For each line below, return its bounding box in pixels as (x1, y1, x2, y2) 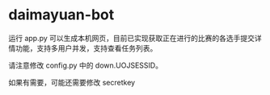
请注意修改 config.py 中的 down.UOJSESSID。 (8, 60, 163, 70)
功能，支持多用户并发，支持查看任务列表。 (15, 43, 158, 53)
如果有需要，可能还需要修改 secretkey (8, 77, 136, 87)
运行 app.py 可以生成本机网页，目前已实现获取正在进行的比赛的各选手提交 (8, 33, 255, 43)
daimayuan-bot (8, 6, 115, 24)
